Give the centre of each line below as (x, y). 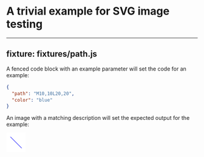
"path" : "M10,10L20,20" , (43, 93)
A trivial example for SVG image (88, 11)
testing (25, 24)
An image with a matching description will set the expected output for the (98, 118)
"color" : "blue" (32, 100)
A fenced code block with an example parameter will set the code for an (97, 69)
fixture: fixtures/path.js (52, 54)
